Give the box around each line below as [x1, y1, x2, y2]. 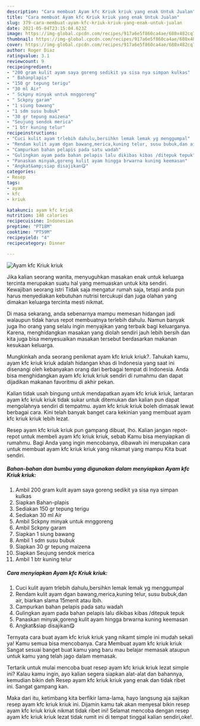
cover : [7, 42, 23, 48]
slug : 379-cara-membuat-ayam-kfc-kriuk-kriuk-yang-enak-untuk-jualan [7, 20, 183, 26]
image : [7, 31, 23, 37]
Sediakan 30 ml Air [15, 512, 62, 519]
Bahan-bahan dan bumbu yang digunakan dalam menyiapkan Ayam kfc [7, 465, 190, 473]
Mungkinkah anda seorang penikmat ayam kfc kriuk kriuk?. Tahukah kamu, [7, 353, 190, 360]
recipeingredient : [7, 64, 52, 70]
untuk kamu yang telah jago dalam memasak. [7, 652, 118, 660]
